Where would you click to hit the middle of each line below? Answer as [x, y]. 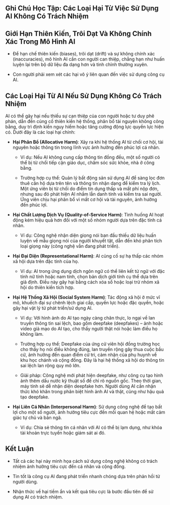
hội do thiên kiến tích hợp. [47, 288]
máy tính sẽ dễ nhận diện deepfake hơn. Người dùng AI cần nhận [88, 386]
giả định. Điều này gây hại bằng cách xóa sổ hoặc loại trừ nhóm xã [90, 282]
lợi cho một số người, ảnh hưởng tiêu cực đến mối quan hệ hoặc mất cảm [89, 412]
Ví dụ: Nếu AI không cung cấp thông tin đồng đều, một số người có [90, 157]
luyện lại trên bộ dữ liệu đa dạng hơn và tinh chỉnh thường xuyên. [80, 65]
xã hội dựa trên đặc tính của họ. [46, 262]
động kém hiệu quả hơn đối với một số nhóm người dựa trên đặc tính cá [87, 220]
